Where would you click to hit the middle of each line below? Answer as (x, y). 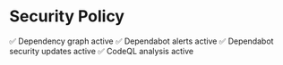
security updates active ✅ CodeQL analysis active (102, 51)
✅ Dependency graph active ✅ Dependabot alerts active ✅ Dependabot (141, 41)
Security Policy (67, 16)
